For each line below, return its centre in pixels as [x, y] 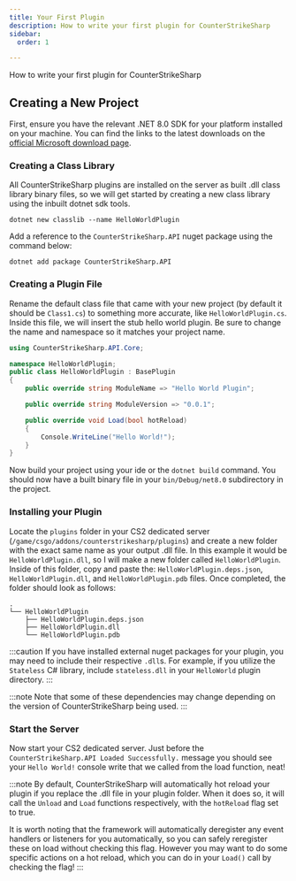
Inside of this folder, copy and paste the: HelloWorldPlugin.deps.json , [136, 569]
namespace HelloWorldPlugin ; [63, 364]
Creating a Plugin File [56, 284]
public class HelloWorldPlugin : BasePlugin [92, 372]
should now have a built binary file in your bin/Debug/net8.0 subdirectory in [147, 479]
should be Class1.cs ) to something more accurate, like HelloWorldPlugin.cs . [148, 313]
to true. [23, 812]
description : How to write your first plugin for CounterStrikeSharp [140, 26]
